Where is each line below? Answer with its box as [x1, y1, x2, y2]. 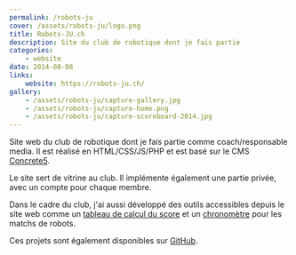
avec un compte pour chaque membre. [9, 182, 152, 193]
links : [9, 71, 34, 80]
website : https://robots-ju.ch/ [25, 79, 145, 88]
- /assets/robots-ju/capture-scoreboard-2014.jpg [25, 112, 213, 121]
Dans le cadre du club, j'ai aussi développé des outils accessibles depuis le [9, 199, 284, 210]
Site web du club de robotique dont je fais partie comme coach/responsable [9, 137, 288, 147]
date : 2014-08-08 [9, 63, 74, 72]
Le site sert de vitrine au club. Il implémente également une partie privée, [9, 172, 277, 183]
